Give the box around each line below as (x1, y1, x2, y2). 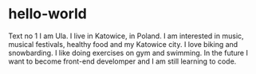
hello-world (8, 5, 88, 23)
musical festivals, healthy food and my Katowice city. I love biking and (8, 39, 238, 49)
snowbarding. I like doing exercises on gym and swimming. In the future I (8, 48, 249, 57)
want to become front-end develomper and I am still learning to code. (8, 56, 237, 66)
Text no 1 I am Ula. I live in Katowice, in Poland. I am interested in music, (8, 31, 245, 41)
